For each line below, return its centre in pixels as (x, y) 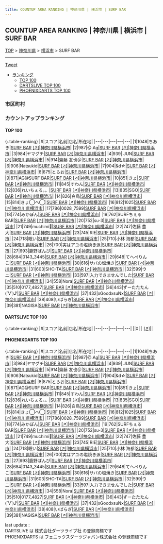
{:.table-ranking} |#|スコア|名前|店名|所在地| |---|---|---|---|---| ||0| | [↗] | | (79, 328)
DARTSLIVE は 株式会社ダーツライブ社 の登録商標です (59, 530)
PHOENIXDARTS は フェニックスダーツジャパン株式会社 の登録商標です (76, 537)
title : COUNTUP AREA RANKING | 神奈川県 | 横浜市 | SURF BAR (65, 9)
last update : (17, 525)
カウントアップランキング (35, 119)
